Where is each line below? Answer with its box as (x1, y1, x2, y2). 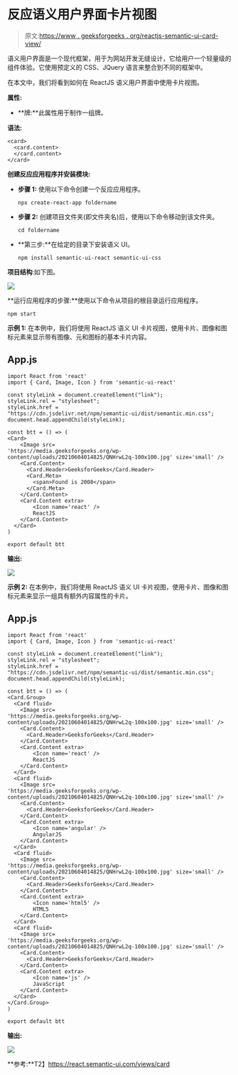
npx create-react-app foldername (17, 199, 117, 206)
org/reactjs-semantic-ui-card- (129, 31, 219, 40)
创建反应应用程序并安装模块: (7, 169, 91, 178)
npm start (7, 310, 37, 318)
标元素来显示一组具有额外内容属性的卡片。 (7, 592, 132, 600)
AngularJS (33, 831, 62, 838)
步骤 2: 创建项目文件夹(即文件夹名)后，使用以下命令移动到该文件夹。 (17, 212, 219, 221)
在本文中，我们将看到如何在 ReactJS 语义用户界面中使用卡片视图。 (7, 78, 204, 86)
